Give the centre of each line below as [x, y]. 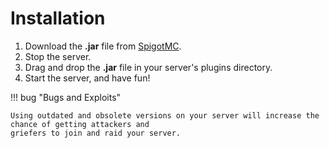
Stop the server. [58, 56]
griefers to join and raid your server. [96, 133]
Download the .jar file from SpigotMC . [103, 46]
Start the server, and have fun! [87, 78]
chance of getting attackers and [80, 124]
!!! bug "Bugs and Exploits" [66, 97]
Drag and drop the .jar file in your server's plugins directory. [148, 67]
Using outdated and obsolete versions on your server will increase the [165, 115]
